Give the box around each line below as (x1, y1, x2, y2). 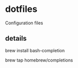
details (5, 34, 27, 43)
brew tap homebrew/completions (5, 57, 73, 63)
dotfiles (5, 3, 38, 15)
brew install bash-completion (5, 47, 65, 53)
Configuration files (5, 20, 43, 26)
